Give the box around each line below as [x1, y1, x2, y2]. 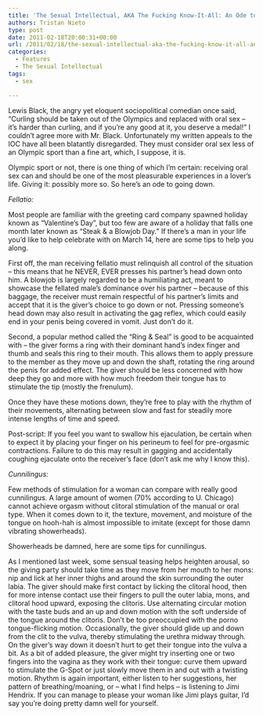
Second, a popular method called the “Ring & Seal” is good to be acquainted [8, 331, 254, 342]
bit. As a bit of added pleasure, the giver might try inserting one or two [8, 648, 235, 658]
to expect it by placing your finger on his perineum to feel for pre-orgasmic [8, 437, 250, 447]
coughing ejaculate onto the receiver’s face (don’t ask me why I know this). [8, 454, 250, 463]
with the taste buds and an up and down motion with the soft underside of [8, 606, 247, 616]
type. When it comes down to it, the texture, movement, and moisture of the [8, 510, 253, 519]
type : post [8, 26, 44, 34]
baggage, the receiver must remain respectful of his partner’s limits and [8, 291, 239, 301]
